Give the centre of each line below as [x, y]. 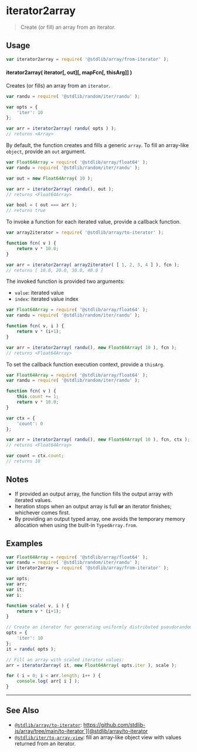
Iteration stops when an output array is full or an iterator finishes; [93, 506]
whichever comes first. [42, 513]
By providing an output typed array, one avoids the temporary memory [100, 518]
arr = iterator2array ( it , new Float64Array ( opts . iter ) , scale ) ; [91, 665]
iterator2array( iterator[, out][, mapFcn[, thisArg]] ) [69, 72]
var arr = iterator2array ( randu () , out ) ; [60, 189]
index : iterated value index [46, 299]
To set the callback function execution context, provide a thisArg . [85, 364]
